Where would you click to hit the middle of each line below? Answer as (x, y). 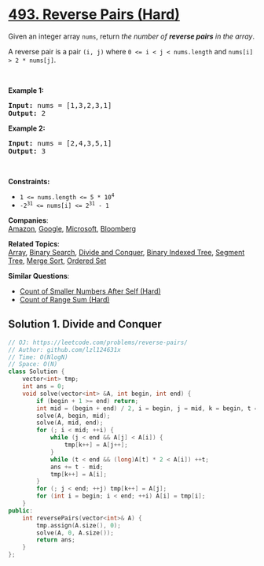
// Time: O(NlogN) (38, 357)
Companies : (28, 220)
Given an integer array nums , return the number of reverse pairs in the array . (132, 36)
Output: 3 (27, 151)
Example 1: (26, 90)
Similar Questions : (39, 276)
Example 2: (27, 128)
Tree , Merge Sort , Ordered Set (57, 261)
